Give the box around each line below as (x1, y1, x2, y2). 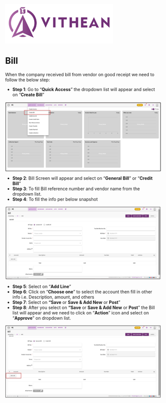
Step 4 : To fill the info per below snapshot (12, 197, 98, 202)
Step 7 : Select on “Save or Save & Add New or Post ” (12, 299, 121, 305)
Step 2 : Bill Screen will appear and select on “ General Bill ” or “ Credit (12, 175, 153, 181)
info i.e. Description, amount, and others (12, 294, 95, 300)
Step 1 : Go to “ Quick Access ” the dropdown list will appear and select (12, 87, 155, 93)
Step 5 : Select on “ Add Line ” (12, 283, 72, 289)
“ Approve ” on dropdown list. (12, 315, 71, 321)
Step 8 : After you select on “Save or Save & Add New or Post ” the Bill (12, 304, 155, 310)
